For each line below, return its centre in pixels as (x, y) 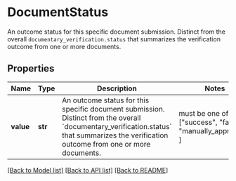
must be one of (204, 113)
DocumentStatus (58, 12)
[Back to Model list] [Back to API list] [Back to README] (88, 170)
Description (117, 88)
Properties (31, 68)
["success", (198, 122)
